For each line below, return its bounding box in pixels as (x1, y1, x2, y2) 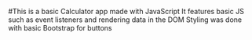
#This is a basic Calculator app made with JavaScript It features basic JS (8, 7, 245, 16)
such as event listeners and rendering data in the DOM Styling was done (8, 15, 242, 24)
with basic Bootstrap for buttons (8, 24, 112, 32)
